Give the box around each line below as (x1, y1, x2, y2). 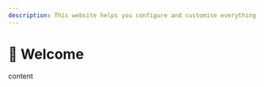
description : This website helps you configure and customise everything (8, 11, 257, 20)
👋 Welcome (8, 45, 85, 63)
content (8, 71, 34, 81)
